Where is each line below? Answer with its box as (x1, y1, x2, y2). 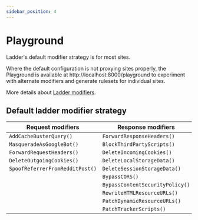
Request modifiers (26, 123, 80, 131)
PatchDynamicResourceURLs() (102, 198, 181, 205)
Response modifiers (117, 123, 176, 131)
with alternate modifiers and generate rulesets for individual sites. (6, 77, 166, 84)
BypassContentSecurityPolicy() (102, 182, 190, 188)
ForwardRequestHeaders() (9, 149, 79, 156)
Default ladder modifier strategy (6, 105, 127, 115)
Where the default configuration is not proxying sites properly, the (6, 65, 167, 72)
